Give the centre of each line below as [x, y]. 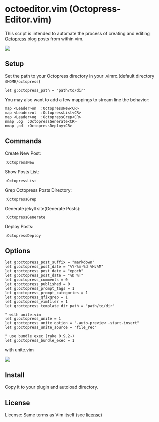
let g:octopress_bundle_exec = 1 [40, 341]
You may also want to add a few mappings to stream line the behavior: [77, 99]
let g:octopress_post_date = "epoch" [44, 271]
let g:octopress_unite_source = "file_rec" [51, 328]
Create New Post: [23, 153]
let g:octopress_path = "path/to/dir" [45, 90]
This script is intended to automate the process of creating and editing [78, 33]
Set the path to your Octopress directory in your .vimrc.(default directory [80, 76]
